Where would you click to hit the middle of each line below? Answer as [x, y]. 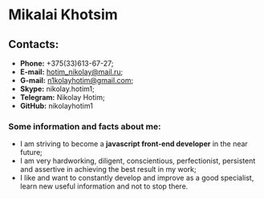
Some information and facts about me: [85, 126]
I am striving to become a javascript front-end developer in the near [134, 144]
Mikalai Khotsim [63, 15]
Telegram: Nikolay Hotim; [63, 97]
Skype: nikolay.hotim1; [57, 89]
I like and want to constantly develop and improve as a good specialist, [137, 178]
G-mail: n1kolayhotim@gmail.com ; [77, 80]
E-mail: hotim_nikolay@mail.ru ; [71, 72]
